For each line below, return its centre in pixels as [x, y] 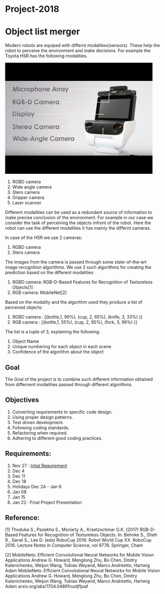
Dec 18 [19, 481]
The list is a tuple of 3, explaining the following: [53, 332]
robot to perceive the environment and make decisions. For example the [78, 51]
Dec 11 [19, 476]
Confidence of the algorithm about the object [58, 352]
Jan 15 [19, 497]
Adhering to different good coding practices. [57, 438]
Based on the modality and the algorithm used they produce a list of [74, 302]
